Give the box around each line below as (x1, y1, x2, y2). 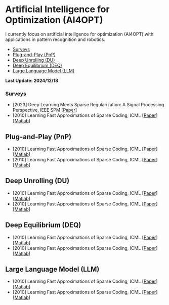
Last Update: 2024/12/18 (5, 77, 58, 83)
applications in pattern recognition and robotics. (5, 36, 105, 42)
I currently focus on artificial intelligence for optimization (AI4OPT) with (5, 31, 154, 37)
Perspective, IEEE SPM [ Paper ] (12, 107, 77, 113)
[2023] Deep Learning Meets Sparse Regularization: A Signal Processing (12, 102, 164, 108)
